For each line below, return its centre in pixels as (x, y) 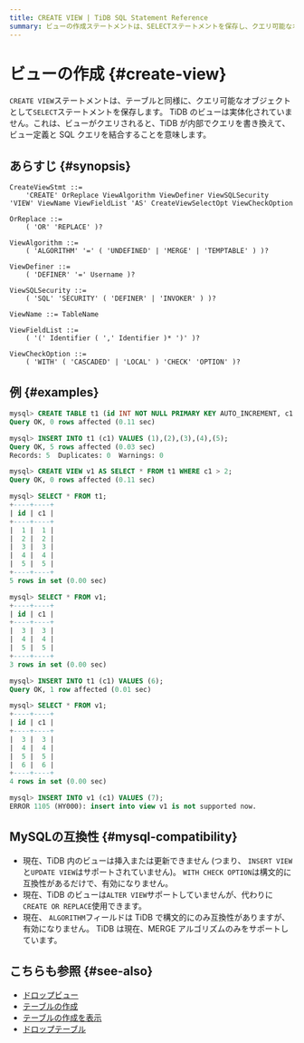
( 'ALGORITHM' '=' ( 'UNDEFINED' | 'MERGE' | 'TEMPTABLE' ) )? (147, 251)
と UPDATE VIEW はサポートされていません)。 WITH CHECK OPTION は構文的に (157, 872)
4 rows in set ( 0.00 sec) (58, 782)
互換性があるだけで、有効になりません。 (98, 883)
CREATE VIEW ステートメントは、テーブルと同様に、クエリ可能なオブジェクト (150, 101)
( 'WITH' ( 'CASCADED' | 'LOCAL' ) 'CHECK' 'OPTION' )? (133, 362)
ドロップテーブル (54, 1028)
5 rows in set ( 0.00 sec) (58, 580)
